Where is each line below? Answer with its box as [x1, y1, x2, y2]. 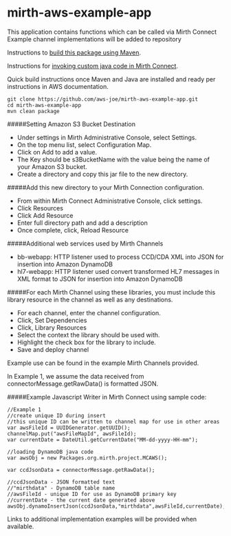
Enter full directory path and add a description [16, 219, 148, 227]
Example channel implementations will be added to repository [7, 34, 182, 43]
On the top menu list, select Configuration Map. [16, 140, 152, 149]
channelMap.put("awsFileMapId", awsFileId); [7, 430, 137, 437]
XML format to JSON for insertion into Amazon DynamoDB [16, 275, 184, 283]
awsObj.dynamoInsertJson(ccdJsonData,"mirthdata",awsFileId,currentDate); [7, 502, 226, 510]
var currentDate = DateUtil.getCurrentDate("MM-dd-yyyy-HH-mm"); [7, 436, 198, 443]
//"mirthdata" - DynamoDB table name [7, 484, 115, 491]
